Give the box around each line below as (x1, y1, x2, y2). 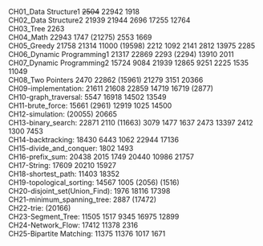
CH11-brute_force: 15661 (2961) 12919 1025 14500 (8, 100, 172, 110)
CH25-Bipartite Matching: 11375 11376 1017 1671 (8, 229, 166, 238)
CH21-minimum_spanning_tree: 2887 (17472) (8, 195, 157, 204)
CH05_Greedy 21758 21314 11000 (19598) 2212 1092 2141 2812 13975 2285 (8, 41, 256, 51)
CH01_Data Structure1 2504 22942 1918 (8, 7, 140, 16)
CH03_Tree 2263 (8, 24, 65, 33)
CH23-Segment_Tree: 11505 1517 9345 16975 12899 (8, 212, 180, 221)
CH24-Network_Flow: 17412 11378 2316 (8, 220, 139, 230)
